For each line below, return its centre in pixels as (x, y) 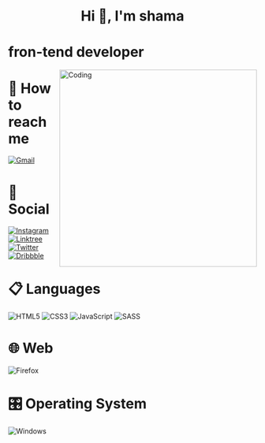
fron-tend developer (76, 52)
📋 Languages (54, 289)
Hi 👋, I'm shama (132, 16)
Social (29, 209)
